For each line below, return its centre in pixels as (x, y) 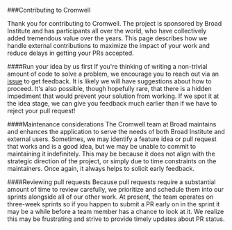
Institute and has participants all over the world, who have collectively (107, 31)
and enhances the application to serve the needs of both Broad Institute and (116, 132)
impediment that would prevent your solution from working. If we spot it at (113, 96)
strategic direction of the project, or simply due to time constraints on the (112, 161)
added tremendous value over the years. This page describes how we (107, 38)
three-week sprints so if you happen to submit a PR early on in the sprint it (114, 204)
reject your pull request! (41, 111)
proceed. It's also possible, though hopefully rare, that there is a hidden (109, 89)
